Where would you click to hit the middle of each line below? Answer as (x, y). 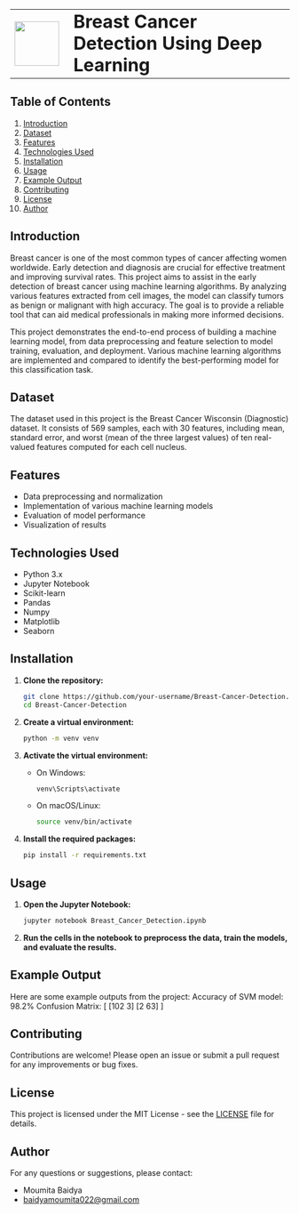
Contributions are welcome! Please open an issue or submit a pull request (145, 1055)
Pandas (37, 603)
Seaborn (39, 631)
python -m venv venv (61, 738)
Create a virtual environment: (78, 722)
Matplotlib (41, 622)
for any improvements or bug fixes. (74, 1065)
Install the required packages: (79, 839)
